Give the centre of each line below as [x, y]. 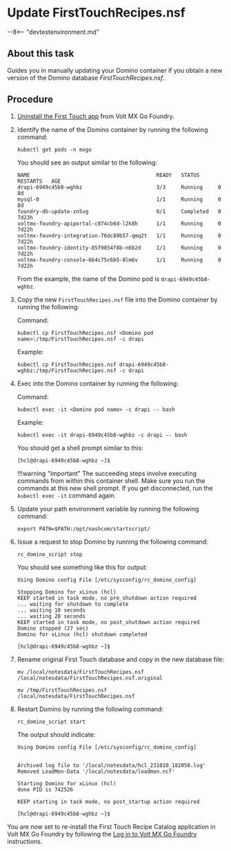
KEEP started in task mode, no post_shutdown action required [108, 622]
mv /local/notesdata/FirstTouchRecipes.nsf [81, 672]
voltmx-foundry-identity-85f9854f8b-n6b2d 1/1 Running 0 [119, 248]
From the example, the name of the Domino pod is [88, 279]
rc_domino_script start [51, 722]
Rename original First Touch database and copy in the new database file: [120, 659]
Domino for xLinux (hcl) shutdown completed [82, 634]
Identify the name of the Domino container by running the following [112, 129]
